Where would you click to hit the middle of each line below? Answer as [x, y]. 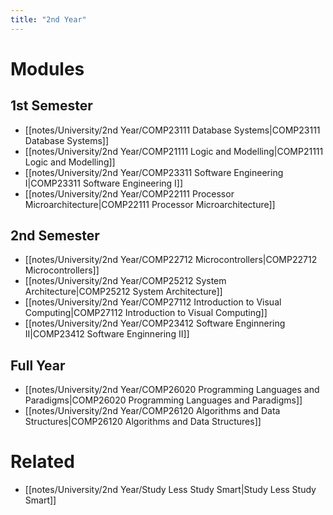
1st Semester [51, 106]
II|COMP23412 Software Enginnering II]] [107, 334]
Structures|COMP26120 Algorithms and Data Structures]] [143, 422]
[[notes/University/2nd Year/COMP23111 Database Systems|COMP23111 [172, 130]
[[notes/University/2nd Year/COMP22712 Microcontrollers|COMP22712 [171, 260]
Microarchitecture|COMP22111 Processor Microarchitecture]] [150, 204]
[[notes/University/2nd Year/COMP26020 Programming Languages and [172, 390]
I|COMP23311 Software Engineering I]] [104, 183]
